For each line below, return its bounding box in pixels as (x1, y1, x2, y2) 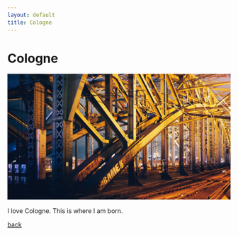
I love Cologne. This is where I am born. (7, 207, 123, 215)
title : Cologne (7, 18, 52, 26)
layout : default (7, 11, 55, 18)
